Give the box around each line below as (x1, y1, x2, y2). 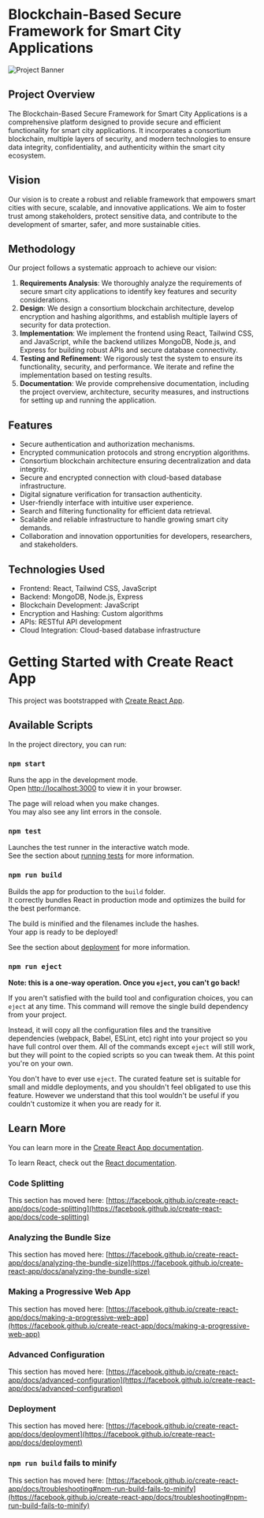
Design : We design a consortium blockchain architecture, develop (19, 303, 235, 313)
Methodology (8, 242, 76, 255)
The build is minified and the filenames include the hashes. (8, 919, 199, 928)
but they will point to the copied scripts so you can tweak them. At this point (8, 1050, 255, 1060)
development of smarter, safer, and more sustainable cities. (8, 219, 201, 229)
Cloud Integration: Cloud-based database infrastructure (19, 625, 201, 635)
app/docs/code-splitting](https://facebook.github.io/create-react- (8, 1204, 222, 1214)
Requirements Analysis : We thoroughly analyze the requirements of (19, 278, 243, 288)
